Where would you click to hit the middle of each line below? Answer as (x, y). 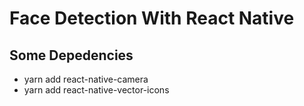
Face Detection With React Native (152, 18)
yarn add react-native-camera (86, 79)
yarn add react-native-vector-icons (96, 90)
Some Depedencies (71, 55)
